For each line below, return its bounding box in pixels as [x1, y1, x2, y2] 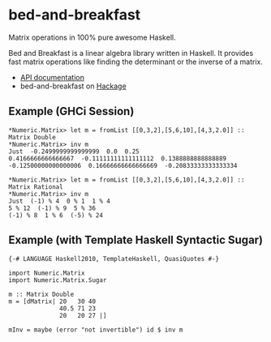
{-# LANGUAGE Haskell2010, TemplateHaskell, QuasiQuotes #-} [8, 254, 220, 263]
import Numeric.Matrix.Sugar [8, 276, 107, 284]
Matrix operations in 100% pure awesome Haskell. [8, 32, 176, 42]
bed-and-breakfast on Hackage [19, 81, 127, 91]
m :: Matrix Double [8, 290, 75, 298]
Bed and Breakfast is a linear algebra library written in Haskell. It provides [8, 48, 254, 58]
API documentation [19, 72, 85, 82]
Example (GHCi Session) [8, 105, 135, 118]
